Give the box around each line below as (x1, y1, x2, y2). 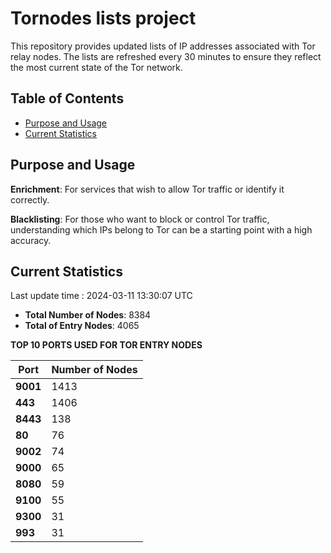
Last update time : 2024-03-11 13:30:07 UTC (10, 290, 193, 302)
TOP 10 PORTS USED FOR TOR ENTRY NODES (10, 339, 203, 351)
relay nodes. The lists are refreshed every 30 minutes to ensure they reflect (10, 50, 322, 62)
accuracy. (10, 234, 52, 246)
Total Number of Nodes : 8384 (24, 309, 152, 321)
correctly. (10, 193, 50, 206)
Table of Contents (10, 90, 125, 107)
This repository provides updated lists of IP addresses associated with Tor (10, 40, 316, 52)
